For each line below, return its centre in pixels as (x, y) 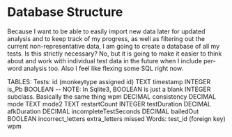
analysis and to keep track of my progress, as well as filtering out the (106, 38)
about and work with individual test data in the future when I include (105, 61)
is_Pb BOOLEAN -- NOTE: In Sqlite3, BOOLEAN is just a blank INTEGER (109, 89)
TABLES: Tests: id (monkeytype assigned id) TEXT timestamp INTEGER (109, 81)
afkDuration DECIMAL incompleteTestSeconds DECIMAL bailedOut (103, 111)
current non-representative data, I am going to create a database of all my (114, 46)
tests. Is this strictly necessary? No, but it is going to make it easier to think (115, 54)
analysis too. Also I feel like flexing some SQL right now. (103, 68)
